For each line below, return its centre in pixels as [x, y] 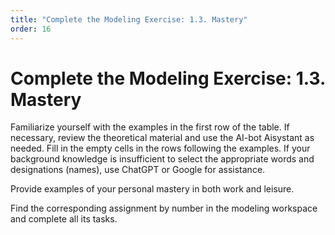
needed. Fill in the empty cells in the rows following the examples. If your [160, 148]
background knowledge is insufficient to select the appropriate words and [162, 159]
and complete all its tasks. [64, 219]
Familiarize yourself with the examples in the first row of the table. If [150, 127]
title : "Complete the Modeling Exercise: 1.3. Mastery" [129, 19]
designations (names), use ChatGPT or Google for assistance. [138, 170]
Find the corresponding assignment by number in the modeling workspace [164, 208]
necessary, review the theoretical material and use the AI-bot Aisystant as [162, 138]
